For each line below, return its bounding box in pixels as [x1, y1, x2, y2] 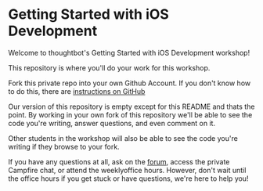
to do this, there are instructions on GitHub [8, 86, 146, 95]
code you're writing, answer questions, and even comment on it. [8, 118, 216, 128]
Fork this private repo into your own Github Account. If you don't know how [8, 78, 251, 88]
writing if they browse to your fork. [8, 142, 120, 151]
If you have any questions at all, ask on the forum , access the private [8, 157, 230, 166]
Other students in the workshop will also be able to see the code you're [8, 133, 239, 142]
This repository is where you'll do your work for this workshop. [8, 63, 211, 72]
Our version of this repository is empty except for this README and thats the [8, 102, 255, 111]
